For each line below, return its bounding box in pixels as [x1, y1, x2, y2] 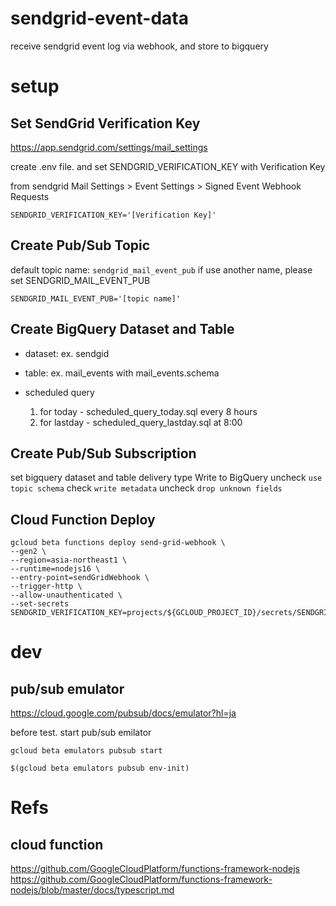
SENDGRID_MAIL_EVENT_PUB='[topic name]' [10, 293, 182, 304]
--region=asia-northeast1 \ [10, 555, 128, 566]
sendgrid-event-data [10, 7, 190, 30]
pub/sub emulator [10, 680, 125, 697]
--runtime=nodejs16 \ [10, 564, 101, 574]
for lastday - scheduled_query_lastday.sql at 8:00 [39, 416, 243, 428]
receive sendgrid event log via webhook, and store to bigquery [10, 40, 269, 52]
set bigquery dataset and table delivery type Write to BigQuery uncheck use [10, 472, 323, 484]
